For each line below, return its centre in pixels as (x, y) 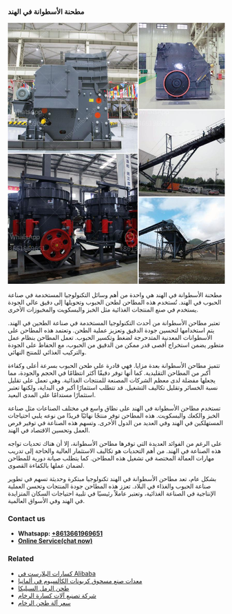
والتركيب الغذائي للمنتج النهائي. (47, 352)
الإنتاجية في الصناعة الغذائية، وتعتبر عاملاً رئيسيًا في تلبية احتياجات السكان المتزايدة (112, 493)
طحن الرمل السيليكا (43, 589)
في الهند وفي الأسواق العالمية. (46, 500)
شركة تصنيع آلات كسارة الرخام (57, 595)
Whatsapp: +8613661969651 (60, 533)
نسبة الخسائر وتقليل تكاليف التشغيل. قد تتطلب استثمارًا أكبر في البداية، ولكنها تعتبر (113, 387)
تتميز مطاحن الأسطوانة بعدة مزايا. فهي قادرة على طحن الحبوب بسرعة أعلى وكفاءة (114, 365)
